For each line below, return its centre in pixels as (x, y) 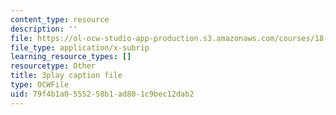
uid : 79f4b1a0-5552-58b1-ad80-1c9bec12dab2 (102, 94)
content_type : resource (60, 19)
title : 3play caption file (66, 76)
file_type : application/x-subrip (80, 47)
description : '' (44, 29)
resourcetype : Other (53, 66)
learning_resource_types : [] (71, 57)
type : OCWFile (40, 85)
